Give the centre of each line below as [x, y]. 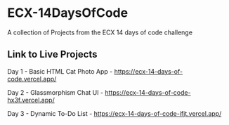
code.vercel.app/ [32, 79]
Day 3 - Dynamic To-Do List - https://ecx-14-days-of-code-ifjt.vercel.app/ [115, 113]
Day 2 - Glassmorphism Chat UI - [55, 92]
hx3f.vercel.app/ [31, 100]
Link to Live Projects [52, 54]
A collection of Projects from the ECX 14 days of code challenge [100, 32]
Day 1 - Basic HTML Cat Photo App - [60, 71]
